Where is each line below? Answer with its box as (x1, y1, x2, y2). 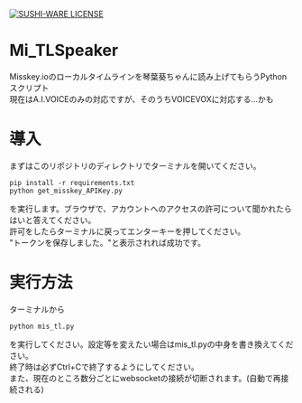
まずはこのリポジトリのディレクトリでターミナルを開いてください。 (9, 160, 261, 171)
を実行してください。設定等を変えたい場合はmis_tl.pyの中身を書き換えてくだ (9, 339, 294, 350)
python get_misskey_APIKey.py (9, 186, 124, 195)
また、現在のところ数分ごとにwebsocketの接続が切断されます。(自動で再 (9, 372, 281, 383)
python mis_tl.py (9, 322, 75, 331)
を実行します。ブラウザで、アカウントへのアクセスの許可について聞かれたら (9, 203, 292, 214)
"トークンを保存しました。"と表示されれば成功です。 (9, 237, 206, 248)
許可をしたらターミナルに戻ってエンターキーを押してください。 (9, 226, 246, 237)
